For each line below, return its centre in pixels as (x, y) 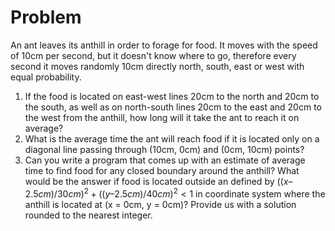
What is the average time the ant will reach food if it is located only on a (172, 138)
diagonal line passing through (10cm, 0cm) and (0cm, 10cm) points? (164, 149)
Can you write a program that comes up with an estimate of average (165, 160)
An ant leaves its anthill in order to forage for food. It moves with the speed (164, 45)
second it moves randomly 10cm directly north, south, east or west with (157, 66)
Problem (46, 17)
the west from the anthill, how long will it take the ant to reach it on (162, 117)
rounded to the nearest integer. (88, 215)
